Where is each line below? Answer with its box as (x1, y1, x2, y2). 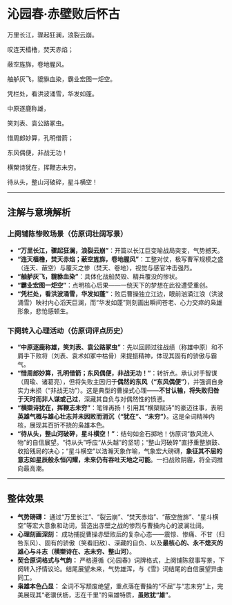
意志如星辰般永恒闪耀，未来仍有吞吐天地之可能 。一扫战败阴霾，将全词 (17, 455, 217, 464)
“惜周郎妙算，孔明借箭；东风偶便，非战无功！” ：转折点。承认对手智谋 (17, 369, 217, 377)
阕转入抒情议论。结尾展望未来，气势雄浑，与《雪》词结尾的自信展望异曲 (17, 564, 223, 572)
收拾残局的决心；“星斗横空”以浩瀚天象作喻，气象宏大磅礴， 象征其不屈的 (17, 446, 223, 455)
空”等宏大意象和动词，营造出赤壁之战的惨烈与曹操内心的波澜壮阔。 (17, 521, 208, 529)
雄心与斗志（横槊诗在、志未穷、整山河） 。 (17, 547, 136, 555)
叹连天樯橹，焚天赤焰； (7, 45, 74, 53)
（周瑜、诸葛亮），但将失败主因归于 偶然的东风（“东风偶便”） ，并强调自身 (17, 377, 224, 385)
